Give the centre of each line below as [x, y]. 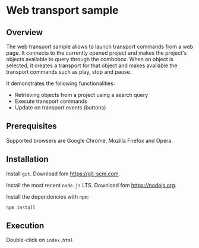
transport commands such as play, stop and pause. [69, 72]
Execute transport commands [51, 101]
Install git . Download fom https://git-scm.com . [63, 174]
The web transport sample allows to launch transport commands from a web [100, 46]
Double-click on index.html [40, 240]
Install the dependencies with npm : [48, 196]
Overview [25, 32]
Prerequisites [31, 126]
